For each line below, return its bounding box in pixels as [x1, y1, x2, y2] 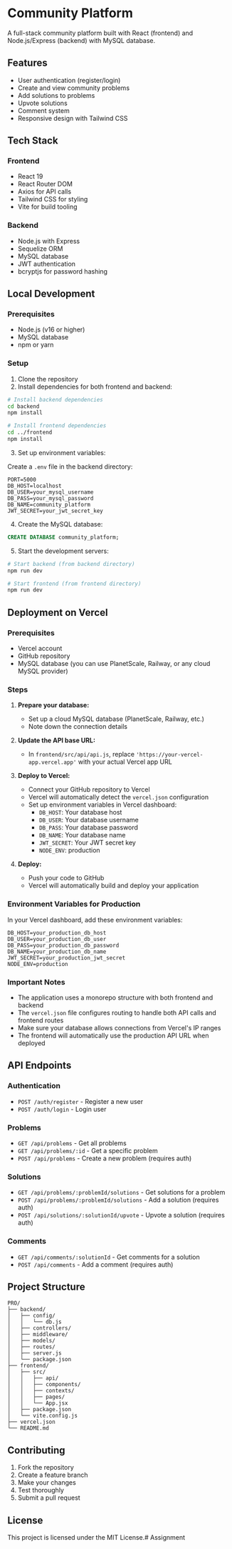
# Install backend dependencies [7, 396, 103, 403]
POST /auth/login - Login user [17, 1105, 107, 1113]
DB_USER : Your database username [38, 816, 139, 825]
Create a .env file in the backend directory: [7, 462, 133, 471]
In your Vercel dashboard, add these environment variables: [7, 915, 183, 924]
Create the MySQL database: [17, 519, 103, 528]
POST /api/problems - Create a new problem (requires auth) [17, 1154, 192, 1162]
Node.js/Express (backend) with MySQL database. [7, 36, 156, 44]
